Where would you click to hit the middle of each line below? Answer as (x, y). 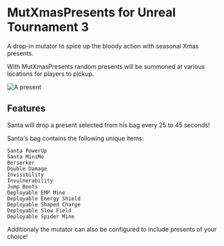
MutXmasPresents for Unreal (92, 13)
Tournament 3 (48, 27)
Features (26, 108)
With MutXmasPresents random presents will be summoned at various (106, 66)
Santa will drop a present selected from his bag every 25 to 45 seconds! (109, 125)
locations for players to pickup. (51, 74)
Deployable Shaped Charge (44, 204)
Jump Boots (23, 187)
